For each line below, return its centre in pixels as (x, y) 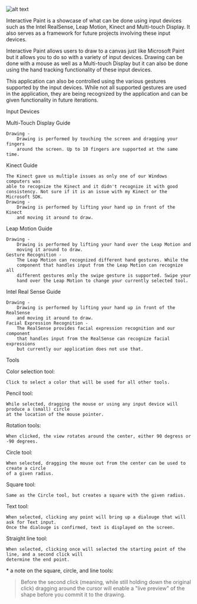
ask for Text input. (32, 522)
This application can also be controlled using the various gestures (86, 81)
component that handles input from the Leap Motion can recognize (100, 265)
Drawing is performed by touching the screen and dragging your (97, 139)
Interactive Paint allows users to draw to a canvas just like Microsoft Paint (95, 51)
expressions (21, 344)
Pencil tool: (20, 393)
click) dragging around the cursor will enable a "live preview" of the (103, 588)
